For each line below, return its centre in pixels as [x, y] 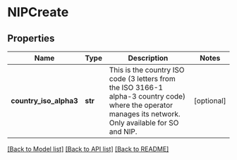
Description [148, 58]
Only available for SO [144, 123]
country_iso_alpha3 [45, 101]
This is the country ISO [147, 70]
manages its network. [145, 114]
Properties [31, 38]
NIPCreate [38, 12]
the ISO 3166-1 [136, 87]
